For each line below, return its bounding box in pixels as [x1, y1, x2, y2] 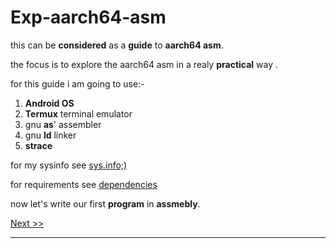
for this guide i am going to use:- [10, 77, 145, 90]
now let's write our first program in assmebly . [10, 197, 201, 210]
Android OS [24, 97, 75, 109]
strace [24, 139, 53, 151]
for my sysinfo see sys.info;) [10, 159, 128, 171]
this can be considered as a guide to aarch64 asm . [10, 39, 224, 51]
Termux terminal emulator [24, 107, 133, 120]
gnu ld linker [24, 129, 77, 141]
